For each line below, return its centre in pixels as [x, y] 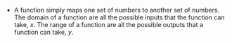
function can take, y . [44, 32]
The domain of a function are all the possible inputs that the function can [119, 17]
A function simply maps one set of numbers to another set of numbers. [117, 10]
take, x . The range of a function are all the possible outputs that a [109, 25]
